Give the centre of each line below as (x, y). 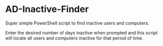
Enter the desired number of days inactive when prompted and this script (81, 32)
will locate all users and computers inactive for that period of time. (74, 38)
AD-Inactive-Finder (47, 9)
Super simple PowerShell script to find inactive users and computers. (77, 23)
